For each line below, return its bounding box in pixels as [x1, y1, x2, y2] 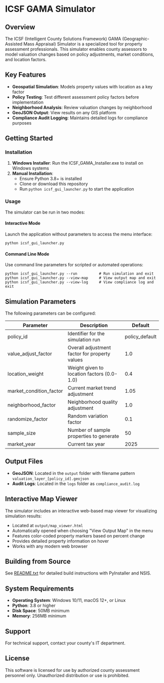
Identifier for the [67, 330, 105, 337]
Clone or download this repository [19, 181, 88, 187]
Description [80, 322, 108, 329]
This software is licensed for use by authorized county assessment [5, 667, 140, 673]
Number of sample [67, 427, 111, 433]
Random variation [67, 413, 108, 420]
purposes [12, 120, 32, 126]
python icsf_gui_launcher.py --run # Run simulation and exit [5, 271, 154, 277]
